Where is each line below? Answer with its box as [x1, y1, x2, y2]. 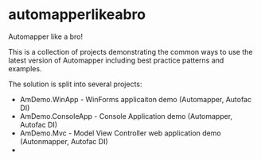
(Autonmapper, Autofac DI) [19, 136, 109, 146]
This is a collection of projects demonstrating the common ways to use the [8, 47, 253, 56]
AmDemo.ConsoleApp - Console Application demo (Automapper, [19, 111, 233, 120]
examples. [8, 63, 42, 73]
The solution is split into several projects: [8, 79, 142, 89]
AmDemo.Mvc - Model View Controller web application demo [19, 128, 221, 138]
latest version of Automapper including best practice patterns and [8, 55, 224, 65]
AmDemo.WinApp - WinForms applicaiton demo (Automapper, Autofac [19, 94, 252, 104]
